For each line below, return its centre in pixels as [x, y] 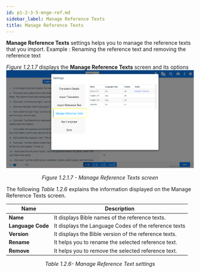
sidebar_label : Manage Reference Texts [56, 19]
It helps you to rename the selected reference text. [115, 243]
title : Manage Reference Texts [45, 25]
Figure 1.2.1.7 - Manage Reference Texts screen [100, 177]
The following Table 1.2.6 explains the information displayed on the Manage [99, 189]
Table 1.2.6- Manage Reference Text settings [100, 264]
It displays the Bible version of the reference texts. [115, 234]
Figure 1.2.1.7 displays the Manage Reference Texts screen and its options [98, 67]
